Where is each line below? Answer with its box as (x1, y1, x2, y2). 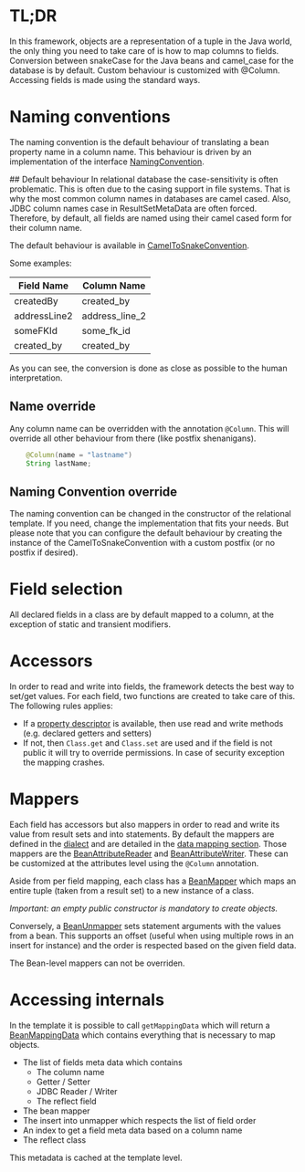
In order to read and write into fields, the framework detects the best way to (9, 681, 295, 692)
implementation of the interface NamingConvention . (9, 156, 205, 167)
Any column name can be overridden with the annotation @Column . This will (9, 423, 289, 434)
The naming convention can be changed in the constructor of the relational (9, 508, 292, 519)
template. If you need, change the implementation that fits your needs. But (9, 518, 289, 529)
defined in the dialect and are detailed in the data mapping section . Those (9, 839, 288, 850)
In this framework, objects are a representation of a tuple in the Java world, (9, 36, 292, 47)
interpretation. (9, 371, 63, 383)
